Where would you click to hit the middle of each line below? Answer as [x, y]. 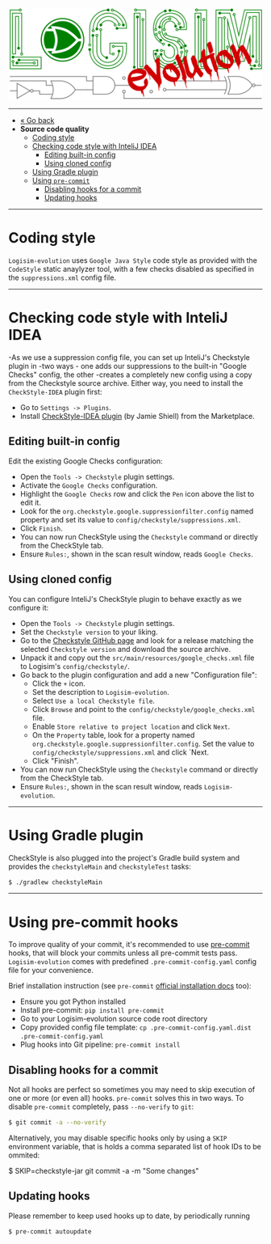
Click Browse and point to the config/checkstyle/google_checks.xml [144, 709]
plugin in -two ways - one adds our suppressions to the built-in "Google [128, 366]
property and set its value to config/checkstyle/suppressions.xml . [130, 519]
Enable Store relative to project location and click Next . [131, 726]
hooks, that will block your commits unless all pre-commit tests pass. [123, 953]
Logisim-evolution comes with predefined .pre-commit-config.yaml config [132, 962]
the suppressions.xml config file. [63, 277]
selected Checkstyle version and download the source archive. [125, 649]
